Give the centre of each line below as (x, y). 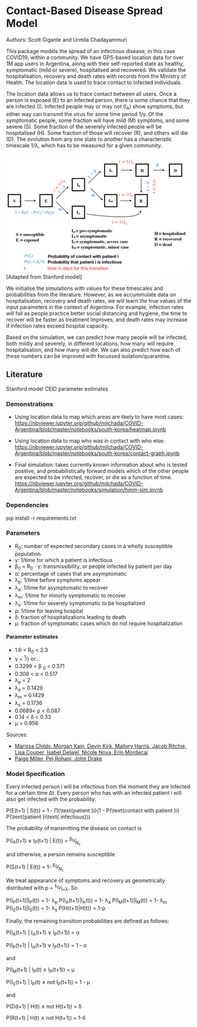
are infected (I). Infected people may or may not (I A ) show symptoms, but (95, 107)
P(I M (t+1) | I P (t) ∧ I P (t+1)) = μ (40, 970)
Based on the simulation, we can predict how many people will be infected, (97, 338)
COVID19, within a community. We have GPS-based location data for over (95, 57)
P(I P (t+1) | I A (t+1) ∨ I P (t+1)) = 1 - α (46, 946)
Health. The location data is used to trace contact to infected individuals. (94, 82)
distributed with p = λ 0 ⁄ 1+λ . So (42, 888)
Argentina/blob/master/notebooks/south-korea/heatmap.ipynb (90, 430)
